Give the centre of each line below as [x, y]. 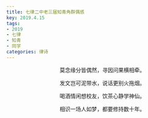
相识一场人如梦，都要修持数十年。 [102, 109]
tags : [13, 23]
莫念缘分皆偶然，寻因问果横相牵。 [102, 70]
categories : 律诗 [27, 52]
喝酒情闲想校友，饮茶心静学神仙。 [102, 96]
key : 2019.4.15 [26, 18]
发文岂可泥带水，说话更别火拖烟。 [102, 83]
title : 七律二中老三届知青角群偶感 [45, 12]
